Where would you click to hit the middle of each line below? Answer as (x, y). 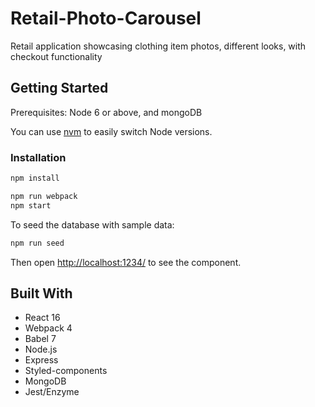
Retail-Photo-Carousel (106, 18)
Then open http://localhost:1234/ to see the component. (126, 262)
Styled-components (66, 371)
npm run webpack (44, 196)
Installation (38, 157)
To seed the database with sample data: (92, 224)
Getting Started (59, 88)
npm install (35, 178)
